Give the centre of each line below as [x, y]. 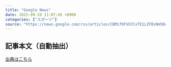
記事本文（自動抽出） [39, 46]
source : [13, 24]
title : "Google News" [28, 10]
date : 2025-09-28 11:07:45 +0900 [41, 15]
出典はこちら [19, 59]
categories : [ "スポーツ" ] [31, 19]
